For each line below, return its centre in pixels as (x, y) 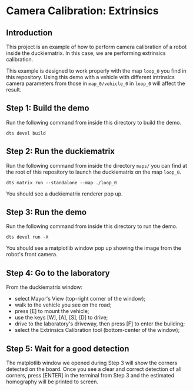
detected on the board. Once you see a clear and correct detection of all (94, 369)
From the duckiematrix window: (44, 287)
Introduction (29, 33)
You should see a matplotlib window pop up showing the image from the (94, 248)
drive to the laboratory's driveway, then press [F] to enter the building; (100, 324)
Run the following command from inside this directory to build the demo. (94, 122)
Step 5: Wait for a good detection (68, 349)
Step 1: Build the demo (48, 108)
